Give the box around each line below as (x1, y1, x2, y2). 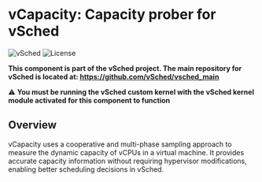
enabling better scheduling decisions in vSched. (8, 164, 164, 174)
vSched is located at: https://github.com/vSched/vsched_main (8, 72, 220, 81)
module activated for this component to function (8, 95, 171, 105)
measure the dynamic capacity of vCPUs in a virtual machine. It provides (8, 147, 245, 157)
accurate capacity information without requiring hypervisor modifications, (8, 156, 248, 165)
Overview (8, 118, 57, 132)
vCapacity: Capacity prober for (8, 6, 216, 24)
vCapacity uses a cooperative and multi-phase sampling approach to (8, 139, 232, 149)
